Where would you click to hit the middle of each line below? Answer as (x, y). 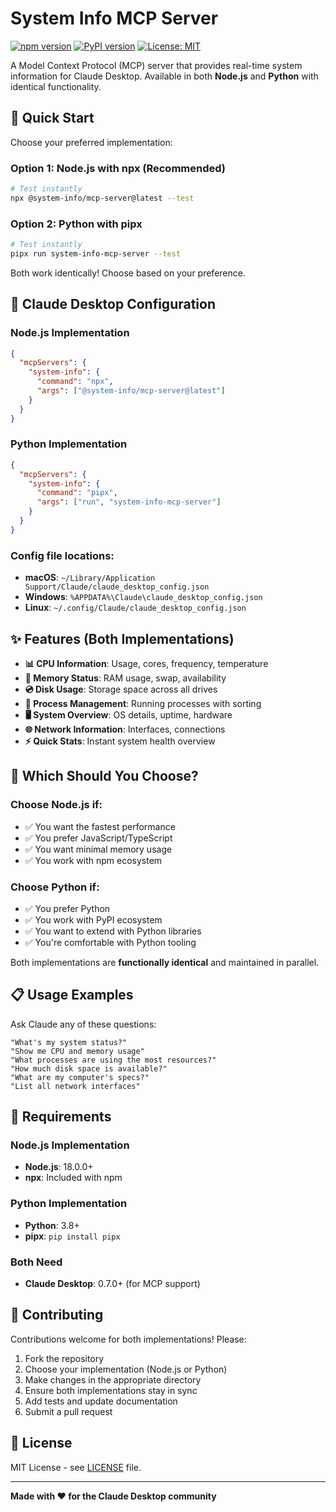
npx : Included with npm (73, 1178)
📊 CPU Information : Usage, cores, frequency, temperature (146, 663)
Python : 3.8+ (52, 1225)
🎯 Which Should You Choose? (104, 776)
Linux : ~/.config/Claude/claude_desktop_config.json (135, 608)
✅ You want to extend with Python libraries (113, 931)
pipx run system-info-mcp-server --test (96, 253)
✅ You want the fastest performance (100, 826)
